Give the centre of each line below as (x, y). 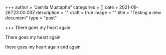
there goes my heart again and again (43, 47)
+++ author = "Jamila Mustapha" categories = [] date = (62, 7)
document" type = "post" (31, 18)
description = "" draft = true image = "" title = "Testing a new (99, 12)
